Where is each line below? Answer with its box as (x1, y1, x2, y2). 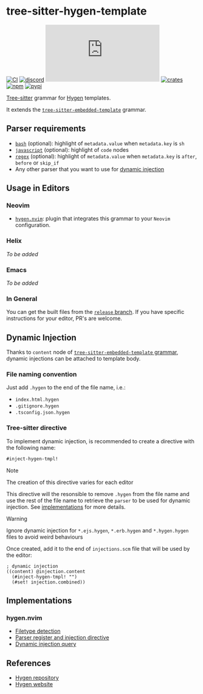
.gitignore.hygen (15, 403, 60, 409)
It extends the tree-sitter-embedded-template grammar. (6, 106, 147, 113)
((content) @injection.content (6, 568, 86, 574)
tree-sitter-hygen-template (6, 4, 147, 18)
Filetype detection (15, 627, 61, 635)
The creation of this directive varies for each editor (6, 478, 134, 486)
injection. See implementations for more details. (6, 503, 126, 511)
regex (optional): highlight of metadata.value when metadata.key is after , (15, 152, 198, 160)
